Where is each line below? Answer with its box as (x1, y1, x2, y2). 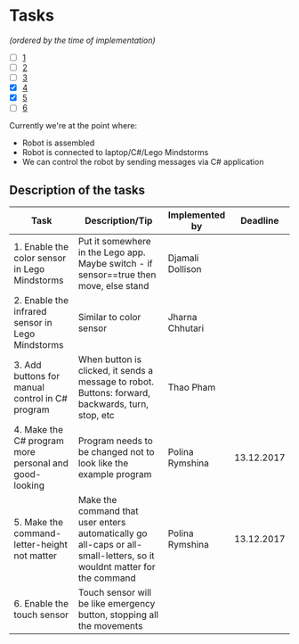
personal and (13, 457, 69, 469)
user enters (77, 516, 126, 529)
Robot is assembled (21, 137, 95, 148)
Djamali (167, 252, 199, 264)
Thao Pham (167, 381, 216, 393)
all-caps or (77, 539, 125, 551)
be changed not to (77, 446, 155, 458)
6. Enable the (13, 598, 69, 610)
